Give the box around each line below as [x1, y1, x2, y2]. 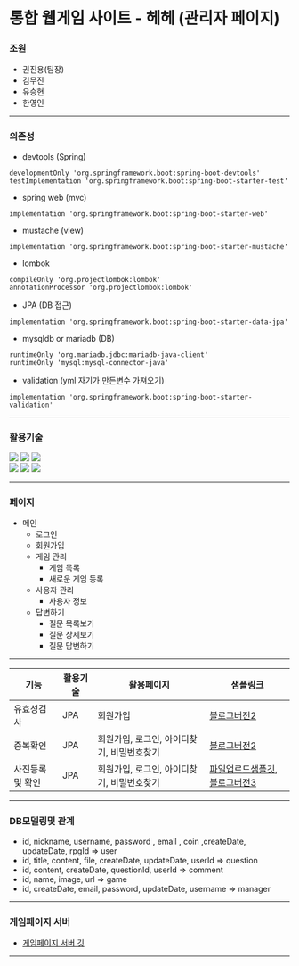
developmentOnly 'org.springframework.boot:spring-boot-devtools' [9, 169, 261, 178]
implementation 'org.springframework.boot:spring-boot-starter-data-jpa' [9, 318, 289, 326]
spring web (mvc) [21, 192, 87, 202]
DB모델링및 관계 [9, 815, 75, 828]
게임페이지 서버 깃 [21, 937, 85, 948]
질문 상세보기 [48, 630, 95, 640]
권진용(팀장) [21, 64, 65, 75]
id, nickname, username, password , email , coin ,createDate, [21, 836, 246, 846]
